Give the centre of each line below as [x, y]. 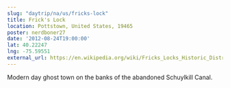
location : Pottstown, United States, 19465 [70, 26]
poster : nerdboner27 [37, 32]
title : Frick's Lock [37, 20]
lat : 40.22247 [27, 45]
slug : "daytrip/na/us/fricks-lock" [58, 13]
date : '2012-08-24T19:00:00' [49, 39]
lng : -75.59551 [29, 52]
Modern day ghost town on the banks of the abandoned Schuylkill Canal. [110, 77]
